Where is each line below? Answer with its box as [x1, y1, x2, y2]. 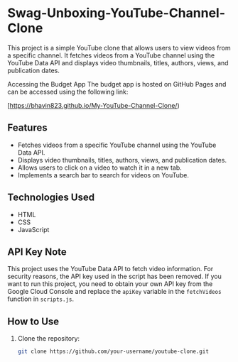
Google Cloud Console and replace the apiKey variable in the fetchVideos [7, 287, 222, 296]
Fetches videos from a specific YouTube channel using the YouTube [17, 141, 217, 149]
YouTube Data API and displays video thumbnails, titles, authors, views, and [7, 58, 229, 67]
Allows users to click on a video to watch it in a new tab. [17, 163, 183, 172]
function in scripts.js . [7, 295, 75, 303]
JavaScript [17, 225, 50, 234]
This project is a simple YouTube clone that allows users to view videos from [7, 43, 231, 52]
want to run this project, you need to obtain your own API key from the [7, 280, 213, 288]
